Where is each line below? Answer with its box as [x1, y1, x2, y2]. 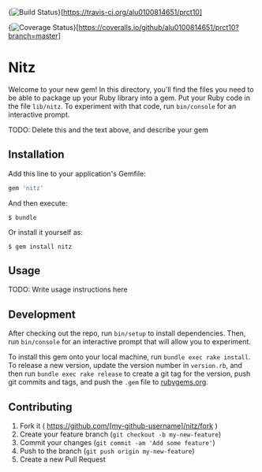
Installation [8, 148, 65, 162]
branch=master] [8, 32, 62, 40]
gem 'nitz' [8, 184, 44, 192]
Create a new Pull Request [19, 455, 107, 464]
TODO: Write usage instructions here [8, 284, 128, 295]
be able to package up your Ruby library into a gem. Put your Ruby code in [8, 93, 251, 102]
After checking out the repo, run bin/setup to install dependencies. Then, [8, 329, 246, 338]
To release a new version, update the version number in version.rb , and [8, 361, 243, 370]
